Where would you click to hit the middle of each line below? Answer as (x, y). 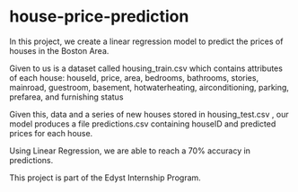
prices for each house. (51, 133)
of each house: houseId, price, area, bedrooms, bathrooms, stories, (134, 77)
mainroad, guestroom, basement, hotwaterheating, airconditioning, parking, (149, 87)
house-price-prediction (99, 17)
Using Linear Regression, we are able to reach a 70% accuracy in (130, 151)
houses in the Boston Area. (59, 50)
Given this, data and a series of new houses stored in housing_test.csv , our (149, 114)
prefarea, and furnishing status (66, 97)
